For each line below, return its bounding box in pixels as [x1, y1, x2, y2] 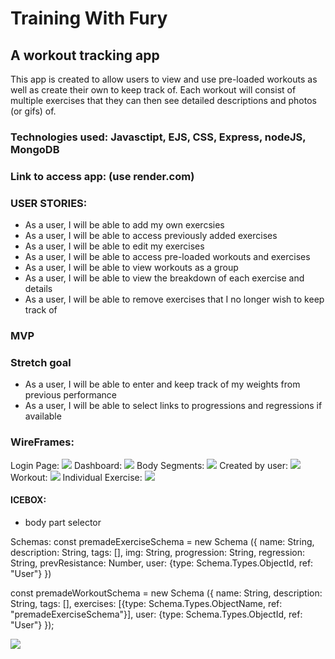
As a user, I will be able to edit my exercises [24, 240, 205, 252]
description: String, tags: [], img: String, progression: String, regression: [10, 546, 305, 558]
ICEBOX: [10, 494, 47, 506]
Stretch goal [10, 355, 72, 369]
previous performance [24, 389, 117, 401]
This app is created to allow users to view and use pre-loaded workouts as [10, 73, 318, 85]
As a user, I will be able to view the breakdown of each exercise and [24, 272, 305, 284]
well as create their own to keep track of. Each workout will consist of [10, 84, 297, 96]
